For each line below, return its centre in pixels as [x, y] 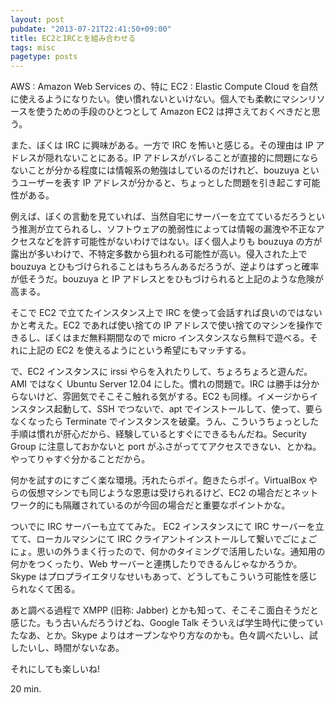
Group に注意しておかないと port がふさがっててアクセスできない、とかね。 [166, 447]
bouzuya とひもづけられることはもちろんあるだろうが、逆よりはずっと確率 [165, 267]
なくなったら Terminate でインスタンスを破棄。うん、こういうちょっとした [165, 422]
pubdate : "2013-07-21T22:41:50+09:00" [91, 29]
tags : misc [33, 47]
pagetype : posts [44, 57]
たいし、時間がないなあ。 [71, 648]
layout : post [37, 19]
